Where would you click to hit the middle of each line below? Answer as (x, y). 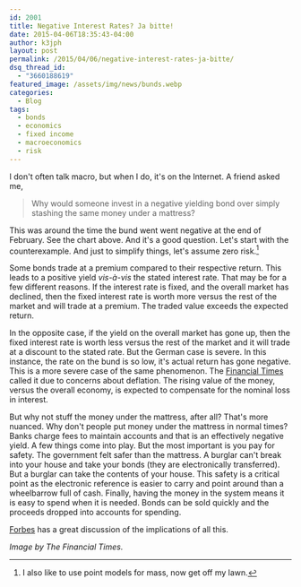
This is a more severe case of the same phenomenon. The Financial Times (146, 371)
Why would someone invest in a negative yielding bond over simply (155, 203)
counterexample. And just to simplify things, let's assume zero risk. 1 (134, 250)
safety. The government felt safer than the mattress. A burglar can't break (146, 455)
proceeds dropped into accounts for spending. (95, 513)
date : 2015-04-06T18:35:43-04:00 (72, 34)
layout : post (34, 51)
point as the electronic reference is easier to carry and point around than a (146, 484)
